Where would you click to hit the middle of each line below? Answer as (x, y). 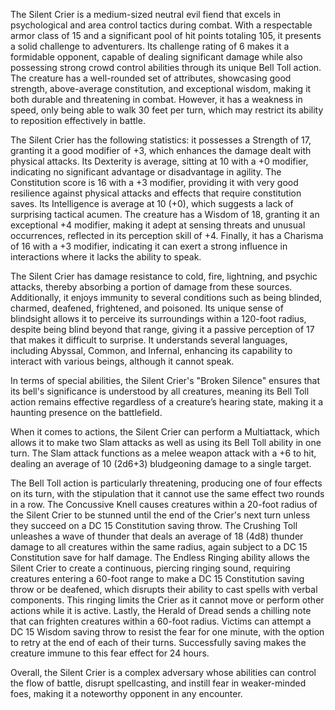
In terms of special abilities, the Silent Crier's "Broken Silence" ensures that (165, 380)
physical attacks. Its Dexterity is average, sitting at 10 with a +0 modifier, (159, 161)
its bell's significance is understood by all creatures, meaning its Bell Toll (160, 391)
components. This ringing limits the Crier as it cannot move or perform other (167, 600)
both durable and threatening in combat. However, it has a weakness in (156, 99)
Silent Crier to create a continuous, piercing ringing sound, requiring (150, 568)
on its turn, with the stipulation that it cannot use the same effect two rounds (167, 493)
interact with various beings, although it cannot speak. (122, 361)
